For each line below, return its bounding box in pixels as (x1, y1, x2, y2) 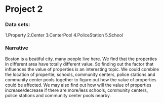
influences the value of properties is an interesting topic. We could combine (5, 66, 160, 72)
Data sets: (5, 21, 31, 28)
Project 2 (5, 3, 43, 15)
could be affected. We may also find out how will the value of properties (5, 82, 152, 88)
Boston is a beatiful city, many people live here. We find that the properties (5, 56, 157, 62)
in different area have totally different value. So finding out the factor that (5, 61, 154, 67)
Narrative (5, 44, 29, 51)
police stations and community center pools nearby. (5, 92, 111, 98)
